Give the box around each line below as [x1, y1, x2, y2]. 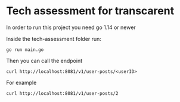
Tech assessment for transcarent [6, 4, 175, 18]
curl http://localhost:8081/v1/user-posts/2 [6, 90, 119, 96]
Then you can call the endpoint [6, 57, 82, 64]
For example [6, 79, 37, 86]
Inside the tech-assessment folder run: [6, 35, 101, 42]
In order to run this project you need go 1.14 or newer [6, 24, 136, 31]
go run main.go [6, 46, 44, 53]
